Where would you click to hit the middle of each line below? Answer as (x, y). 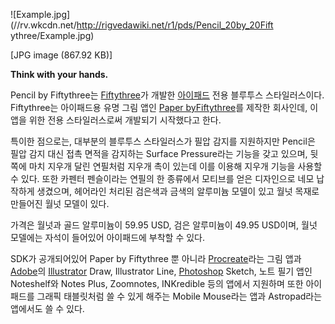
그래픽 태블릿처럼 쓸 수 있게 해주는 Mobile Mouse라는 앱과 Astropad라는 (179, 296)
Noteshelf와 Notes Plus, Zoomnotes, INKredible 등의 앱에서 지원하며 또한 (157, 283)
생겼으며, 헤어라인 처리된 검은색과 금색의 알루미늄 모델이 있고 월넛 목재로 (178, 191)
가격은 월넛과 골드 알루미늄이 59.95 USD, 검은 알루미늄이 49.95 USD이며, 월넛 (164, 225)
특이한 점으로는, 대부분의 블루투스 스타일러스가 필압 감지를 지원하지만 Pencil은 (163, 141)
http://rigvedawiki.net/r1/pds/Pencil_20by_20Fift (175, 25)
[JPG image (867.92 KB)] (61, 55)
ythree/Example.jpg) (52, 35)
